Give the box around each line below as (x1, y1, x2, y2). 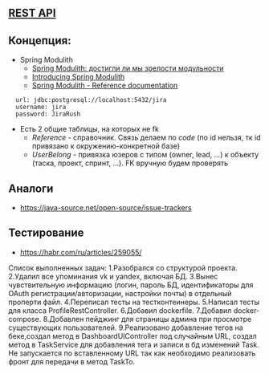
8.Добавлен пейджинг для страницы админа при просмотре (43, 314, 252, 323)
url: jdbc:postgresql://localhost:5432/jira (15, 96, 167, 104)
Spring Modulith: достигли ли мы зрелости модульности (31, 63, 224, 73)
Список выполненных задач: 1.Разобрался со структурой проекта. (8, 262, 238, 272)
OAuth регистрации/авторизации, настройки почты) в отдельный (8, 288, 232, 298)
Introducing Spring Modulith (31, 72, 125, 82)
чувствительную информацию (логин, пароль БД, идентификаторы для (8, 280, 254, 290)
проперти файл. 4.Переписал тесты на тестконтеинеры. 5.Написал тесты (8, 297, 260, 307)
